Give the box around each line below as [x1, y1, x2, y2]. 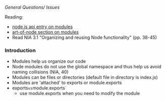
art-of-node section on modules [12, 29, 79, 35]
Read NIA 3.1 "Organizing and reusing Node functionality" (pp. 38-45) [12, 35, 157, 40]
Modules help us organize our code [12, 58, 86, 64]
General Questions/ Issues [5, 5, 60, 10]
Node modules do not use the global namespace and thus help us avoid [12, 64, 162, 70]
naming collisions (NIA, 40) [12, 69, 69, 75]
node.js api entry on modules [12, 24, 73, 30]
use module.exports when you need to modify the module [19, 90, 140, 96]
